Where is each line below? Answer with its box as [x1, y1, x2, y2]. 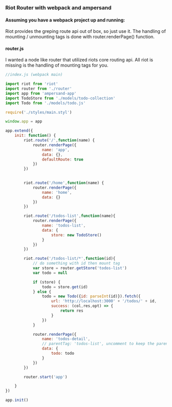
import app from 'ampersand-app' [5, 91, 77, 96]
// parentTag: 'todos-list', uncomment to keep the [41, 341, 155, 347]
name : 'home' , [41, 190, 72, 195]
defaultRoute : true [41, 157, 83, 162]
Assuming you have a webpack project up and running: [5, 17, 125, 23]
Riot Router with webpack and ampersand [5, 4, 112, 11]
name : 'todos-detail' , [41, 336, 91, 342]
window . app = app [5, 119, 42, 124]
